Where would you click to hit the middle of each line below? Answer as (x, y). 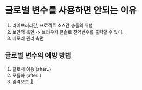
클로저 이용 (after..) (31, 69)
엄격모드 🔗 (23, 81)
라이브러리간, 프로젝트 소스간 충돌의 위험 (52, 25)
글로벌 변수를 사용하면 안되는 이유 (71, 10)
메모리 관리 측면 (28, 38)
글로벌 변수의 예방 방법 (38, 56)
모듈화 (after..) (27, 75)
